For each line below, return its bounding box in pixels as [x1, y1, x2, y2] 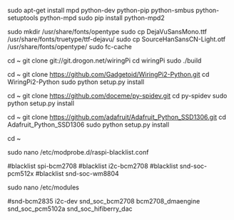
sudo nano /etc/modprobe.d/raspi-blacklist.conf [7, 148, 149, 156]
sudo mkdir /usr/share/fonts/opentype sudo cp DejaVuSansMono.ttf [7, 28, 207, 36]
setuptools [7, 14, 39, 22]
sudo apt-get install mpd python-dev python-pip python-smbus [7, 6, 195, 14]
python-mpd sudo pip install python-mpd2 [39, 14, 166, 22]
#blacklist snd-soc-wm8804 [35, 169, 119, 177]
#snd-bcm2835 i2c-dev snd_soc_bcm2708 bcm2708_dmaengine [7, 197, 200, 205]
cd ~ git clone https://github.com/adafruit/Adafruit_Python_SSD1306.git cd [7, 113, 227, 121]
